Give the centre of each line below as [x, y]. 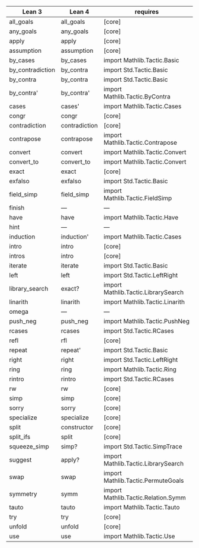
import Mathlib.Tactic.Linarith [144, 302]
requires [147, 12]
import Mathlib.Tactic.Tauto [142, 507]
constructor [77, 427]
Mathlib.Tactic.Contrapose [140, 143]
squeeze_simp [29, 446]
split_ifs [20, 437]
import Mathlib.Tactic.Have [141, 217]
